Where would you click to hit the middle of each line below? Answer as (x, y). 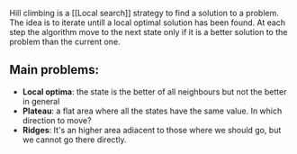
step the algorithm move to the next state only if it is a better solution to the (148, 32)
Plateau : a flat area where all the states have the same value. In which (152, 111)
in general (41, 101)
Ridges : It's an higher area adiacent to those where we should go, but (152, 130)
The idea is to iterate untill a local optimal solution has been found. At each (148, 23)
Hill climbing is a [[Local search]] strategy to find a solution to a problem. (144, 13)
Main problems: (54, 70)
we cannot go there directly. (75, 140)
